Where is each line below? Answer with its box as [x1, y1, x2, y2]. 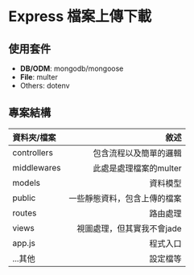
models [12, 177, 41, 188]
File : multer [19, 72, 58, 81]
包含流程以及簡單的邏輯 [93, 147, 183, 158]
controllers [12, 146, 54, 158]
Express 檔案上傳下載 [8, 7, 152, 26]
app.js [12, 237, 36, 248]
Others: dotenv [19, 81, 70, 90]
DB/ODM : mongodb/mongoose [19, 64, 124, 73]
